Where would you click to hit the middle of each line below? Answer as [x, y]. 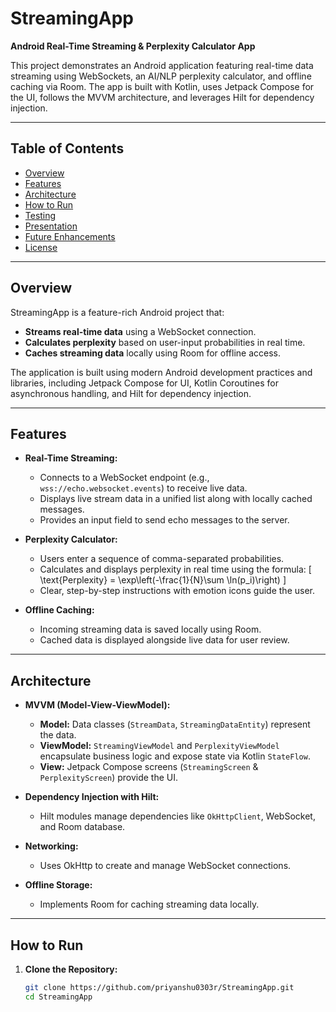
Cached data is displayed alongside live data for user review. [164, 640]
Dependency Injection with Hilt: [92, 797]
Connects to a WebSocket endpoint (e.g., [124, 478]
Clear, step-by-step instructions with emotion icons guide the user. [177, 591]
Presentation [51, 226]
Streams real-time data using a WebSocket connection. [140, 331]
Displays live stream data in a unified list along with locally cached [176, 499]
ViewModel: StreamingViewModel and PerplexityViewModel [159, 746]
